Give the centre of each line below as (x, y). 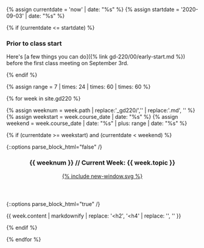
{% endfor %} (24, 239)
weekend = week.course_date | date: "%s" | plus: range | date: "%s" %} (97, 123)
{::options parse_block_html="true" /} (53, 204)
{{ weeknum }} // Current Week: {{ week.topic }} (102, 163)
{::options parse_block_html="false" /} (54, 147)
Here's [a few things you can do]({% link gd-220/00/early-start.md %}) (96, 57)
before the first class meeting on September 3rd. (68, 63)
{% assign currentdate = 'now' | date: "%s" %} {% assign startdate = (93, 9)
